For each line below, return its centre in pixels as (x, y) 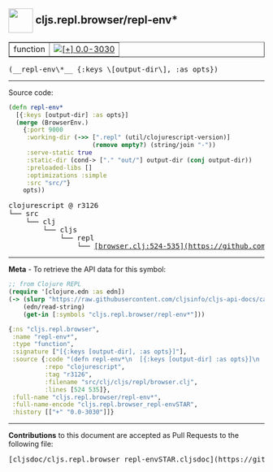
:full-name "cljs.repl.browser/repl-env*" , (87, 397)
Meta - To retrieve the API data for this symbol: (87, 270)
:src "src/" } (48, 183)
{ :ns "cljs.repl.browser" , (54, 329)
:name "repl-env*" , (45, 337)
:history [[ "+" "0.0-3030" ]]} (63, 412)
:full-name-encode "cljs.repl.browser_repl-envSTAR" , (105, 405)
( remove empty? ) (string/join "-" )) (154, 145)
